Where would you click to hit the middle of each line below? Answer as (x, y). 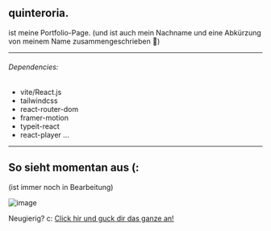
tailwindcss (39, 101)
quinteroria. (39, 13)
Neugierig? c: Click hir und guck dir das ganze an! (92, 218)
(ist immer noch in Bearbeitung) (61, 187)
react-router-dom (49, 109)
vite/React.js (41, 93)
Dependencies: (33, 67)
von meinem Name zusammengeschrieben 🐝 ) (84, 41)
